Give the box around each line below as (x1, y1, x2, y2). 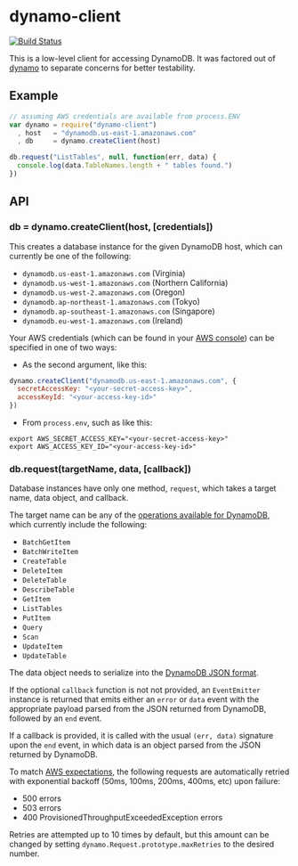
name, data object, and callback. (9, 493, 129, 503)
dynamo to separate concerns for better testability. (9, 62, 196, 73)
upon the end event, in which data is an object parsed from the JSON (9, 739, 261, 750)
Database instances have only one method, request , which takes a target (9, 483, 277, 494)
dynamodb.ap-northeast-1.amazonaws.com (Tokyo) (21, 296, 200, 306)
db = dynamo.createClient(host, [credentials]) (9, 221, 213, 233)
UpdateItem (21, 642, 63, 651)
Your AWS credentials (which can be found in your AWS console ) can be (9, 332, 275, 343)
